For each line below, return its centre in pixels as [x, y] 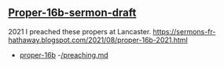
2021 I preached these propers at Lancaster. [80, 31]
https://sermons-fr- [184, 31]
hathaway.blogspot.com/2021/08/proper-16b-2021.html [98, 40]
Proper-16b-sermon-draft [72, 13]
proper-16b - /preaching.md [64, 55]
